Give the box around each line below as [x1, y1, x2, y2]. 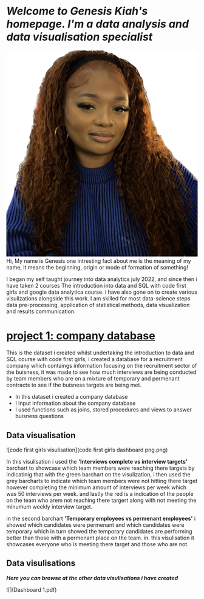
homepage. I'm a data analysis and [6, 17, 189, 31]
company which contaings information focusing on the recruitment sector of [6, 362, 197, 370]
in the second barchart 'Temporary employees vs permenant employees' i [6, 515, 196, 522]
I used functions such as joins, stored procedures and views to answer [15, 406, 192, 413]
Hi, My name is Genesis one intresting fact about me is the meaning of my [6, 257, 191, 265]
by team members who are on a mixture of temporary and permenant [6, 375, 180, 382]
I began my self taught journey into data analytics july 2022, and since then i [6, 276, 197, 283]
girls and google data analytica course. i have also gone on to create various [6, 288, 197, 296]
